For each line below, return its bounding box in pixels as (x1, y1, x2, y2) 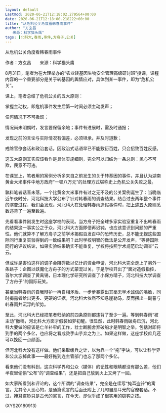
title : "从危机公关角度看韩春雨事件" (5, 21, 73, 26)
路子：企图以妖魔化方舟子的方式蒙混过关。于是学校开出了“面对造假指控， (9, 266, 159, 272)
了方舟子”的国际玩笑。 (5, 278, 51, 284)
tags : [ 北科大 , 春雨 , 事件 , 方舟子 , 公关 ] (5, 35, 76, 40)
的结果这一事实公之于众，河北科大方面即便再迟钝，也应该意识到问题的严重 (5, 225, 157, 230)
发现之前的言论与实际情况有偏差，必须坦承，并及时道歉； (5, 135, 122, 141)
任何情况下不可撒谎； (5, 114, 48, 120)
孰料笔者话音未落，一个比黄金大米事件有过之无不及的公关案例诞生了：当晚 (5, 189, 157, 195)
